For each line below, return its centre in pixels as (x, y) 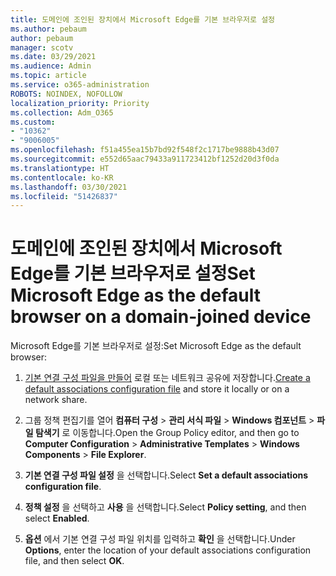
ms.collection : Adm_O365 (62, 112)
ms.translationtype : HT (60, 168)
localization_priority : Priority (80, 103)
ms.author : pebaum (48, 29)
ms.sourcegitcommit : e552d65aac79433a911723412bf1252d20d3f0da (145, 159)
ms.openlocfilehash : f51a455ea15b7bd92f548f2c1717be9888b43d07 (145, 150)
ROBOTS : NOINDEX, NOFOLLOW (66, 94)
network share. (56, 400)
